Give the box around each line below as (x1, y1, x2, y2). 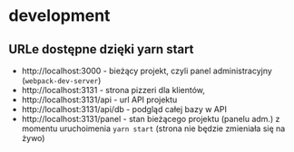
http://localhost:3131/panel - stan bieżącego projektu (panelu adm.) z (21, 114, 280, 124)
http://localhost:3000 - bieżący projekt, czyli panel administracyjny (21, 65, 273, 76)
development (8, 5, 111, 26)
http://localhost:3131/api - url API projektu (21, 94, 178, 105)
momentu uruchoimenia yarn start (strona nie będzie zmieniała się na (21, 123, 286, 134)
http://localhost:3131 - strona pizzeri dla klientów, (21, 85, 206, 95)
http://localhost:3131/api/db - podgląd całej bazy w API (21, 104, 228, 114)
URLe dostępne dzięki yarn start (8, 42, 194, 57)
